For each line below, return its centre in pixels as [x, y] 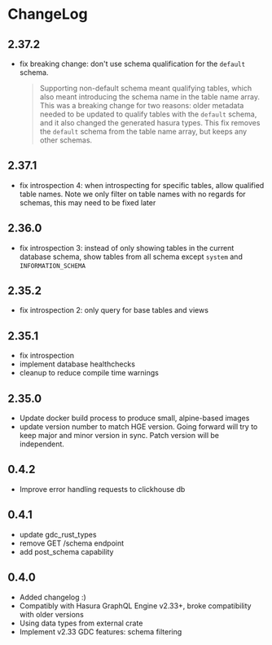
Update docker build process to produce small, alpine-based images [134, 418]
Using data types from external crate [81, 623]
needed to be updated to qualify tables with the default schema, [148, 114]
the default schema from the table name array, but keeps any [143, 132]
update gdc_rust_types [58, 534]
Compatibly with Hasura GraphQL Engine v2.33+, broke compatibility [135, 606]
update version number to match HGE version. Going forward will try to [138, 427]
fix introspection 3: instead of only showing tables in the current [127, 248]
